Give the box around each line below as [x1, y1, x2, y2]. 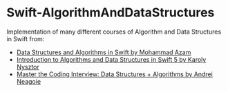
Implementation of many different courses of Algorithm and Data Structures [6, 27, 222, 36]
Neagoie [16, 77, 41, 85]
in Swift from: [6, 34, 45, 43]
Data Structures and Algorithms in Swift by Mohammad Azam [16, 48, 191, 56]
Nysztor [16, 62, 39, 71]
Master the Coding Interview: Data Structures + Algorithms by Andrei [16, 70, 213, 78]
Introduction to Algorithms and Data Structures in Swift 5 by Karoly [16, 55, 207, 63]
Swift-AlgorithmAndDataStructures [6, 5, 215, 21]
